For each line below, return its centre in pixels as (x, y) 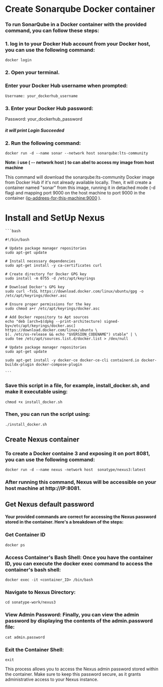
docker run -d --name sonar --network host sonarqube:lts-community (77, 154)
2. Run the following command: (43, 143)
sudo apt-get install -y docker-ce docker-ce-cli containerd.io (72, 360)
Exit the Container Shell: (35, 650)
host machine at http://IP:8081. (43, 488)
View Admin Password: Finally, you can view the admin (72, 615)
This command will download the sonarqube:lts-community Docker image (80, 177)
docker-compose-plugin (59, 365)
